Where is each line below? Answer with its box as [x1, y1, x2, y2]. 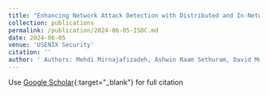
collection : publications [8, 19, 94, 27]
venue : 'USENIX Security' [8, 41, 94, 49]
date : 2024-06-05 [8, 33, 66, 42]
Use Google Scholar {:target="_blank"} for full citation [8, 77, 183, 87]
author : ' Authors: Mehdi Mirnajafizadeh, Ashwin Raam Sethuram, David [8, 56, 251, 64]
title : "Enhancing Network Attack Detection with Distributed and [8, 11, 234, 20]
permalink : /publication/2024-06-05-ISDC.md [8, 26, 159, 34]
